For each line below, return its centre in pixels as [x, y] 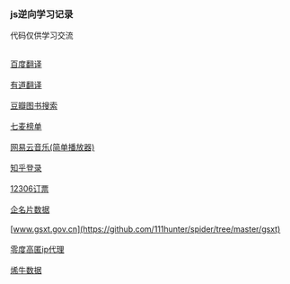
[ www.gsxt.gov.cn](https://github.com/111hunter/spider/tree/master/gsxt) [145, 229]
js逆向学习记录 [42, 13]
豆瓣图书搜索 [34, 106]
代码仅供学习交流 [42, 35]
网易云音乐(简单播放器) [53, 147]
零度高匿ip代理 [37, 250]
